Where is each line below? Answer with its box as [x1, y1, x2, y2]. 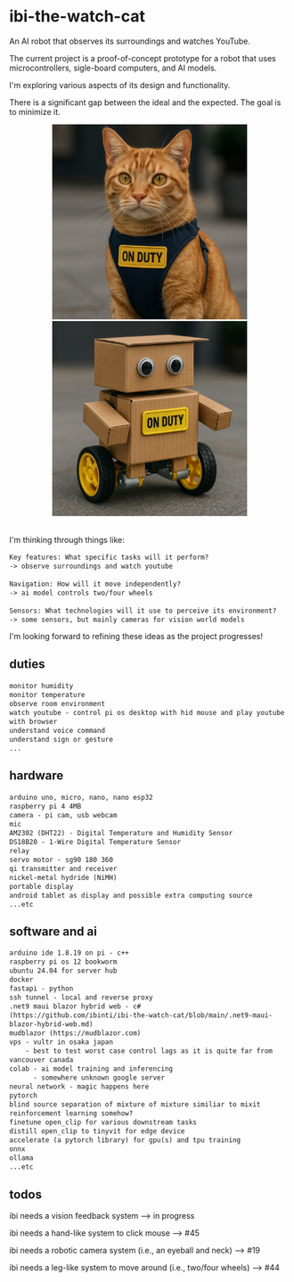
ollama [9, 1154, 34, 1163]
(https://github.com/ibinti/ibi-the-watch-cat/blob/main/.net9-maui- [9, 1011, 274, 1020]
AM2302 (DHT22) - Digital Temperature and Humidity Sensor [9, 828, 233, 837]
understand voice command [9, 726, 105, 735]
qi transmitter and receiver [9, 864, 118, 873]
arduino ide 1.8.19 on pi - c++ [9, 949, 129, 957]
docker [9, 975, 34, 984]
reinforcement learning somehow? [9, 1109, 134, 1118]
